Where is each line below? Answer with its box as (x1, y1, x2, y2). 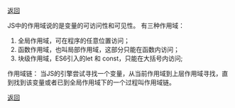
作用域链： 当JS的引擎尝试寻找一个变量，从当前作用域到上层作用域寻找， (7, 70, 222, 77)
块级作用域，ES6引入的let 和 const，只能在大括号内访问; (17, 54, 183, 63)
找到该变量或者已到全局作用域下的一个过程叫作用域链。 (13, 78, 175, 87)
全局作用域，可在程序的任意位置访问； (17, 36, 130, 45)
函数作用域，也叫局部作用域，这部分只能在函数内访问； (17, 45, 180, 53)
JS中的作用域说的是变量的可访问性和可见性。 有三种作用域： (7, 21, 185, 30)
